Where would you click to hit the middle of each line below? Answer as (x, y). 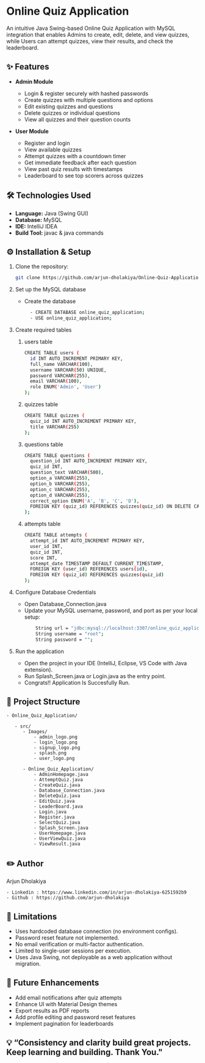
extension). (38, 670)
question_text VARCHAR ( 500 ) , (67, 473)
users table (38, 342)
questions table (44, 444)
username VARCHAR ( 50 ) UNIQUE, (68, 370)
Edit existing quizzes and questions (69, 106)
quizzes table (41, 404)
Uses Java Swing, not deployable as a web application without (94, 957)
